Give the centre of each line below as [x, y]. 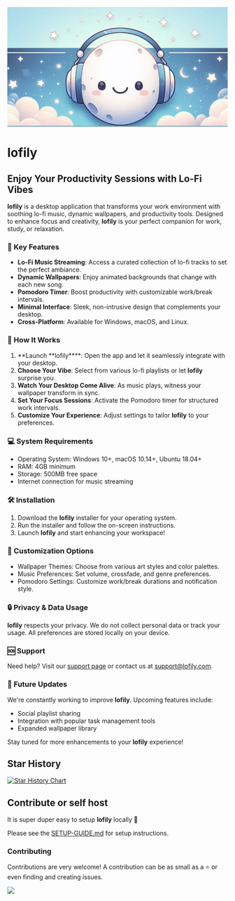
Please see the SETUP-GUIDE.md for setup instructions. [88, 833]
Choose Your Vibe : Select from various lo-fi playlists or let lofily [110, 370]
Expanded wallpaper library [57, 728]
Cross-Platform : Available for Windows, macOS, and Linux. [103, 322]
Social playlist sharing [49, 713]
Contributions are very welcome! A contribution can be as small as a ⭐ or [113, 867]
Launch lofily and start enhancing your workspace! [91, 533]
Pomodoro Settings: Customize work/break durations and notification [117, 581]
